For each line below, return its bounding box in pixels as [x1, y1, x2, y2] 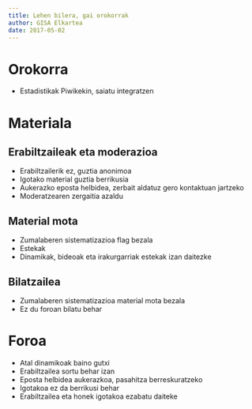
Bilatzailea [8, 275, 61, 288]
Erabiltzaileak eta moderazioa [8, 145, 158, 159]
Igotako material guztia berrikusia [19, 174, 129, 184]
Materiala [8, 114, 73, 132]
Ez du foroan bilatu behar [19, 304, 103, 313]
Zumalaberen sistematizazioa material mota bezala [19, 295, 186, 305]
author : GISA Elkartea [8, 19, 83, 27]
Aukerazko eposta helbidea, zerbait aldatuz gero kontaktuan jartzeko [19, 183, 245, 193]
